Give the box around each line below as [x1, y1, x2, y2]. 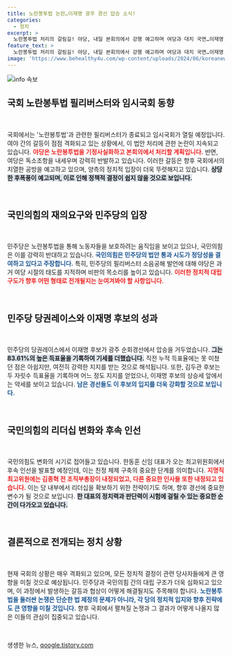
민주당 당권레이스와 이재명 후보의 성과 [7, 312, 158, 324]
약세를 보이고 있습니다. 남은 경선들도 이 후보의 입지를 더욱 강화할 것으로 [14, 380, 204, 388]
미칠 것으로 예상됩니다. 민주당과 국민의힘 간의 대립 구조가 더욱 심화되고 [19, 578, 210, 586]
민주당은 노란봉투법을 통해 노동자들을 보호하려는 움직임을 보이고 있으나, [7, 242, 199, 250]
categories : [7, 17, 41, 24]
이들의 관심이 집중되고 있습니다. [14, 612, 99, 621]
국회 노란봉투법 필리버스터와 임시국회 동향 [7, 98, 175, 109]
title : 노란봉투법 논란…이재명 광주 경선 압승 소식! [7, 10, 136, 17]
